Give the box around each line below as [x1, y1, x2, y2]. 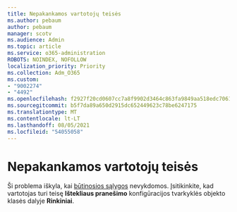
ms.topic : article [7, 43, 61, 50]
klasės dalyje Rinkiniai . [7, 197, 75, 205]
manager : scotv [7, 30, 52, 37]
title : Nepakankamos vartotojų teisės [7, 10, 121, 18]
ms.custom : [7, 75, 39, 83]
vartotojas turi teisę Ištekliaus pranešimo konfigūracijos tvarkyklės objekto [7, 189, 226, 198]
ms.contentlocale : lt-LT [7, 115, 80, 122]
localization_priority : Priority [7, 63, 106, 70]
